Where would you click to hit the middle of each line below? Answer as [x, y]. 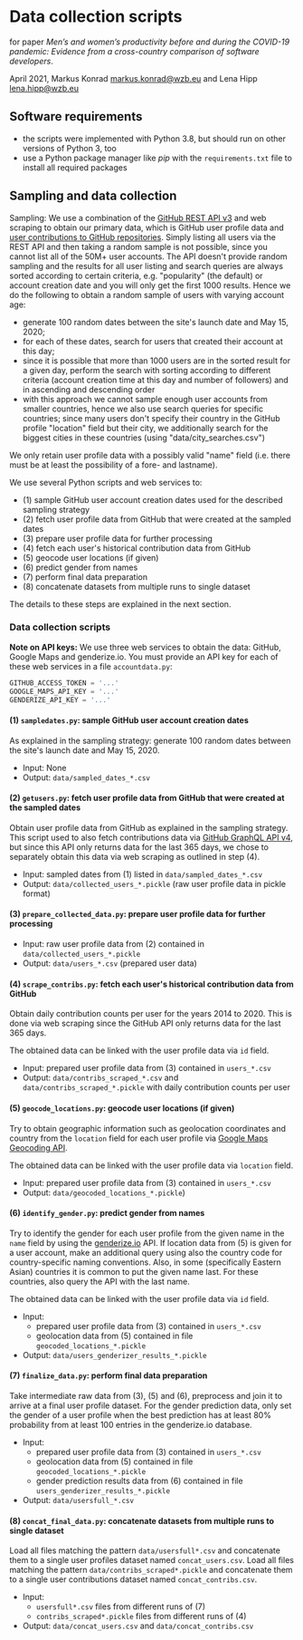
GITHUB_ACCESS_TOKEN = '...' [64, 683]
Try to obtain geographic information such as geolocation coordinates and [148, 1128]
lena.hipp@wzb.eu [44, 88]
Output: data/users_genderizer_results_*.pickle [114, 1355]
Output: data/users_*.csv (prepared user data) [109, 963]
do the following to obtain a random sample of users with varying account [147, 294]
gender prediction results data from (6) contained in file [139, 1481]
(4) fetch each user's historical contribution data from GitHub [137, 548]
